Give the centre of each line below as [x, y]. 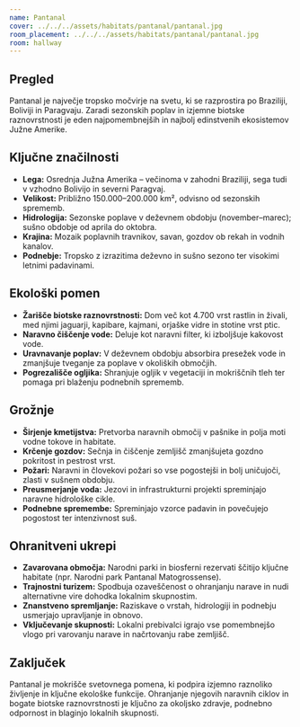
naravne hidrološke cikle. [69, 499]
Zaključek [37, 663]
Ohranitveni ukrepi [63, 546]
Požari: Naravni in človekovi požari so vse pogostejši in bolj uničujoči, [151, 470]
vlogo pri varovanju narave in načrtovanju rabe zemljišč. [126, 634]
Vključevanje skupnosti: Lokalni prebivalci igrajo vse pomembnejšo [149, 625]
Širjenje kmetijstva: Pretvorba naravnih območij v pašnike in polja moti [154, 431]
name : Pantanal [38, 18]
